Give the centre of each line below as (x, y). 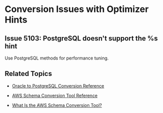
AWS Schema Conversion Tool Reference (55, 95)
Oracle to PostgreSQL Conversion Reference (58, 85)
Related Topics (28, 74)
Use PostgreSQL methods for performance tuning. (57, 58)
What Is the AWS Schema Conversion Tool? (57, 105)
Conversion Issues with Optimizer (77, 9)
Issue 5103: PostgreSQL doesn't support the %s (81, 38)
